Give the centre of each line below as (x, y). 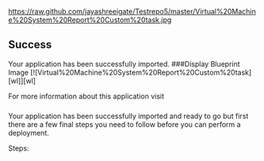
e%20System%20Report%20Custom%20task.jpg (90, 20)
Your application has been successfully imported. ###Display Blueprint (124, 63)
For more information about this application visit (86, 96)
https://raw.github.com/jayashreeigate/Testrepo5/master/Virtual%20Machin (132, 11)
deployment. (29, 132)
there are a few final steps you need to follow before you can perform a (124, 124)
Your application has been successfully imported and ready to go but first (128, 116)
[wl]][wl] (22, 80)
